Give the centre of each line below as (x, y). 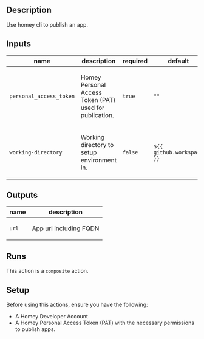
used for (93, 108)
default (178, 61)
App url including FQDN (66, 228)
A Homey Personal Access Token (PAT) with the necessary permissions (105, 323)
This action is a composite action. (47, 271)
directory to (97, 145)
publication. (97, 115)
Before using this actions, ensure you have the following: (77, 305)
